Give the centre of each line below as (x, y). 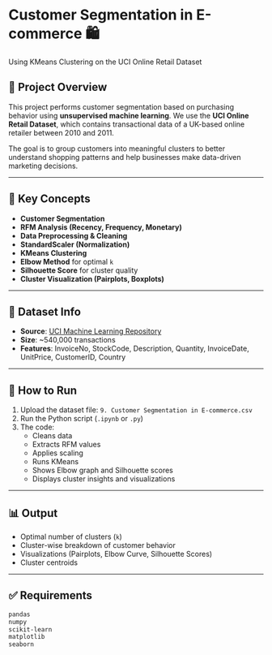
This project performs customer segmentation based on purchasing (121, 106)
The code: (37, 427)
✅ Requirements (51, 595)
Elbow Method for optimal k (67, 261)
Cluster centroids (49, 562)
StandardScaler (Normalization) (75, 244)
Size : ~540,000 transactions (68, 340)
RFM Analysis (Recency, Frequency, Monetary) (101, 227)
